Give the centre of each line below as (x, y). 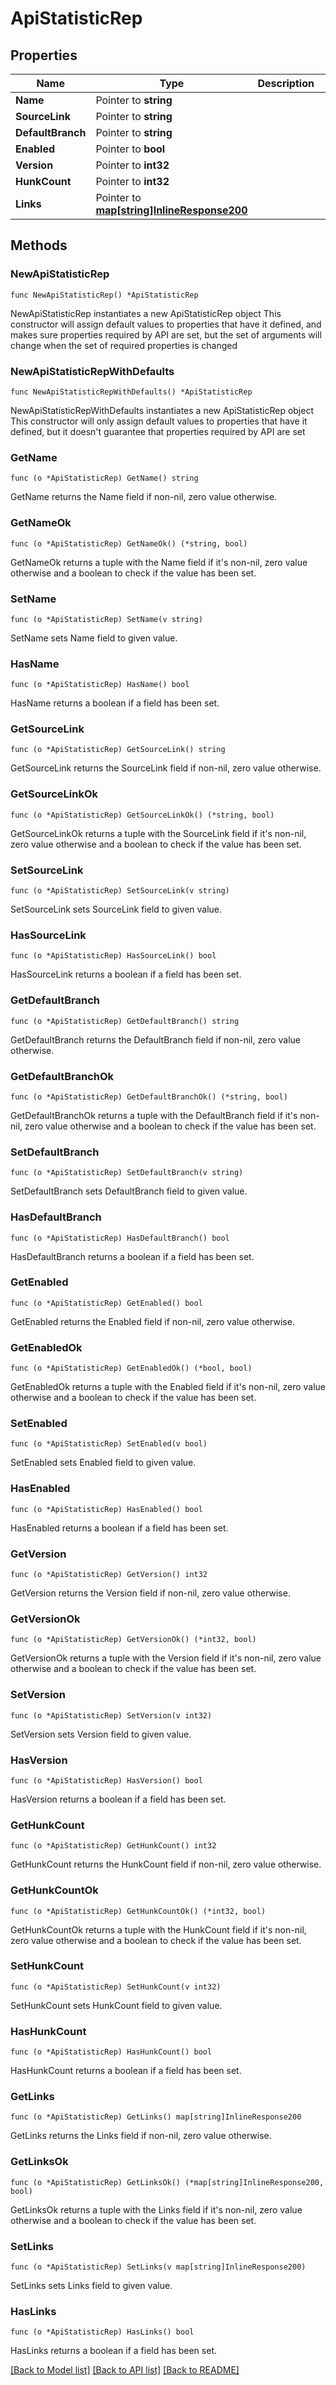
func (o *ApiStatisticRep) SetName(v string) (106, 619)
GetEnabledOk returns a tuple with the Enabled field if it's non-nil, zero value (168, 1387)
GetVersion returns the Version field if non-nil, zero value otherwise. (150, 1593)
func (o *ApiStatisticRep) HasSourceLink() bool (113, 956)
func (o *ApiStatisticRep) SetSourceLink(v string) (120, 891)
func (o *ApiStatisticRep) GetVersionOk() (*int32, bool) (133, 1640)
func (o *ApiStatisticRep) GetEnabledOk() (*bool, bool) (131, 1368)
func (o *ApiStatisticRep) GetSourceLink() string (118, 750)
